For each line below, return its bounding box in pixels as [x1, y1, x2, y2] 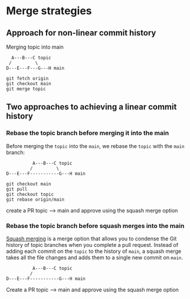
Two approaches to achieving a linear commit [6, 102, 177, 112]
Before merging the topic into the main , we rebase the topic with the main [6, 142, 185, 149]
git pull [6, 186, 28, 192]
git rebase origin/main [6, 197, 65, 202]
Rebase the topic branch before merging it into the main [6, 129, 169, 137]
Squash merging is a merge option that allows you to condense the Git [6, 235, 177, 242]
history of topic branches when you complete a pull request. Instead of [6, 241, 179, 248]
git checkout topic [6, 191, 54, 197]
